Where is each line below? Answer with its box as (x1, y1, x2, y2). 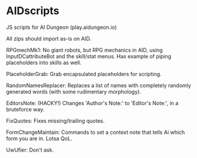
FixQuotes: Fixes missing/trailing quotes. (6, 117, 105, 124)
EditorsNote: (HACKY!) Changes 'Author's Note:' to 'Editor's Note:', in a (6, 99, 179, 107)
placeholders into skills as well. (6, 59, 81, 66)
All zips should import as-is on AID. (6, 35, 91, 42)
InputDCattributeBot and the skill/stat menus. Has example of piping (6, 52, 172, 60)
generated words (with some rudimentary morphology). (6, 88, 142, 95)
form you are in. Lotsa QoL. (6, 134, 73, 142)
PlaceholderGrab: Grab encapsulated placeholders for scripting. (6, 70, 162, 77)
